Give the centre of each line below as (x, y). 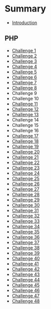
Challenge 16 (25, 130)
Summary (25, 9)
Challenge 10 (25, 98)
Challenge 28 (26, 194)
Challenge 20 (26, 151)
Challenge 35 (26, 232)
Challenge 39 (26, 253)
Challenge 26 (26, 184)
